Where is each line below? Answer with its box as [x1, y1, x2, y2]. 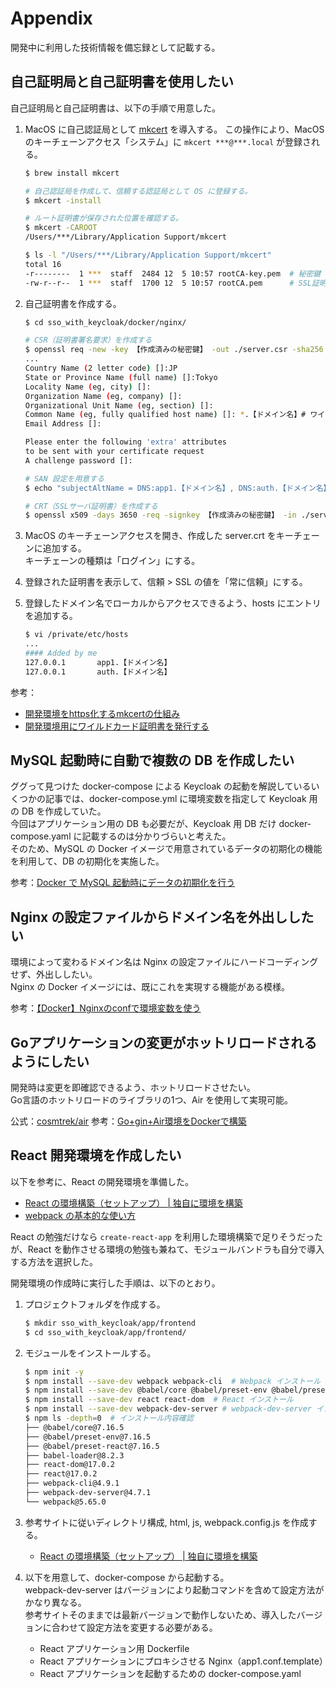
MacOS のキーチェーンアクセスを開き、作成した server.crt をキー [24, 530, 294, 542]
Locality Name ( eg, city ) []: [24, 382, 152, 392]
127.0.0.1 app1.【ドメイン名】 [24, 657, 172, 667]
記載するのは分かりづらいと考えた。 [81, 830, 232, 842]
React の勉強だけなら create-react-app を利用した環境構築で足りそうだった [10, 1230, 323, 1242]
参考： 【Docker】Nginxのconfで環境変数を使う [10, 1002, 202, 1014]
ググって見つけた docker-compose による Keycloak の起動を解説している [10, 780, 312, 792]
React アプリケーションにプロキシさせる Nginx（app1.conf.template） [39, 1655, 328, 1667]
